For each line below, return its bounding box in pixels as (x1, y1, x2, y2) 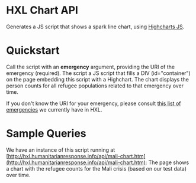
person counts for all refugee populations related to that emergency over (6, 82, 184, 89)
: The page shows (145, 159, 189, 166)
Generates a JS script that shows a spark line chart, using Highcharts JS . (6, 23, 185, 30)
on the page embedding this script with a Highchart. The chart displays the (6, 76, 189, 83)
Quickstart (6, 44, 60, 57)
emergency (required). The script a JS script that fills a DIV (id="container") (6, 69, 191, 77)
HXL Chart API (6, 4, 79, 17)
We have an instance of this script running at (6, 146, 115, 153)
